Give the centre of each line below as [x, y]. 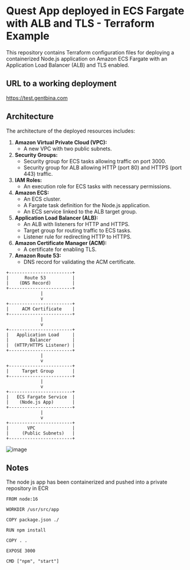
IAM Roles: [28, 180]
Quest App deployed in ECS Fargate [95, 11]
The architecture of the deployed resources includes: [71, 131]
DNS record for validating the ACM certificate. [79, 262]
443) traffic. [38, 173]
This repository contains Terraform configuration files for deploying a [90, 52]
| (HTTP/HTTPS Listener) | [41, 345]
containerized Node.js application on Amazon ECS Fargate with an [87, 59]
